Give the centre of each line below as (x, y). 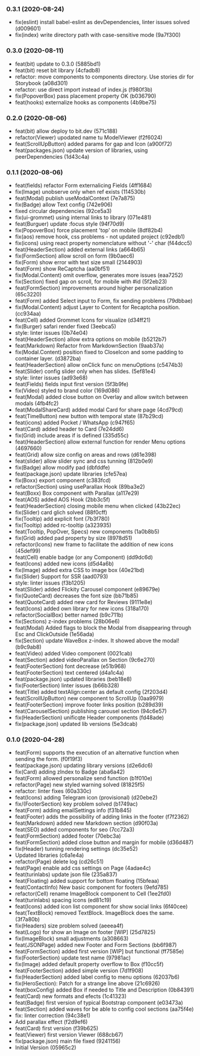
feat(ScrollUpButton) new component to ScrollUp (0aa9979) (89, 698)
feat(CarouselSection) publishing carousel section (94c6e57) (91, 711)
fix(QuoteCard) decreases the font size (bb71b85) (77, 596)
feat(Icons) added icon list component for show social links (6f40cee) (101, 906)
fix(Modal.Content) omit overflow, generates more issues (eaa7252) (99, 275)
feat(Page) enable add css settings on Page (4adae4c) (83, 868)
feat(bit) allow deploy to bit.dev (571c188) (66, 131)
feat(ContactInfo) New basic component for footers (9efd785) (92, 887)
